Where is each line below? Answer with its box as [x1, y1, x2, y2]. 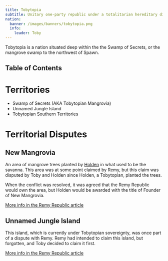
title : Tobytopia [5, 7, 41, 12]
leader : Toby [14, 30, 41, 35]
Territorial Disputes [5, 128, 87, 140]
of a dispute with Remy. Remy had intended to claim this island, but [5, 235, 143, 241]
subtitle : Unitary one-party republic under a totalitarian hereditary [5, 12, 157, 17]
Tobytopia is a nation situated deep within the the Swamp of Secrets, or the [5, 44, 160, 50]
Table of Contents [5, 64, 62, 72]
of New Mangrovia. [5, 193, 45, 199]
